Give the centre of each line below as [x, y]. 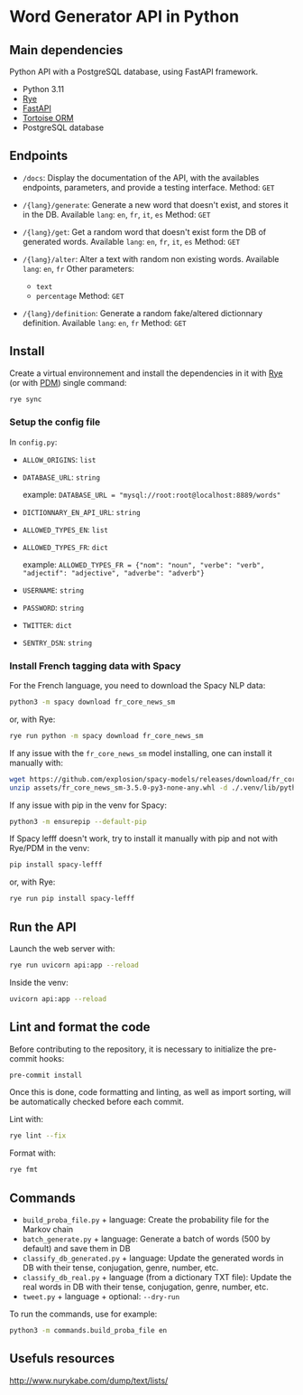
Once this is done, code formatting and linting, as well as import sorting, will [150, 1092]
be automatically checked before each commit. [97, 1102]
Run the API [43, 927]
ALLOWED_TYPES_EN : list [65, 529]
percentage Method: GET [80, 295]
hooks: [52, 1058]
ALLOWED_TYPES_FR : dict [65, 547]
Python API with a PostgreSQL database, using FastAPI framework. [134, 71]
